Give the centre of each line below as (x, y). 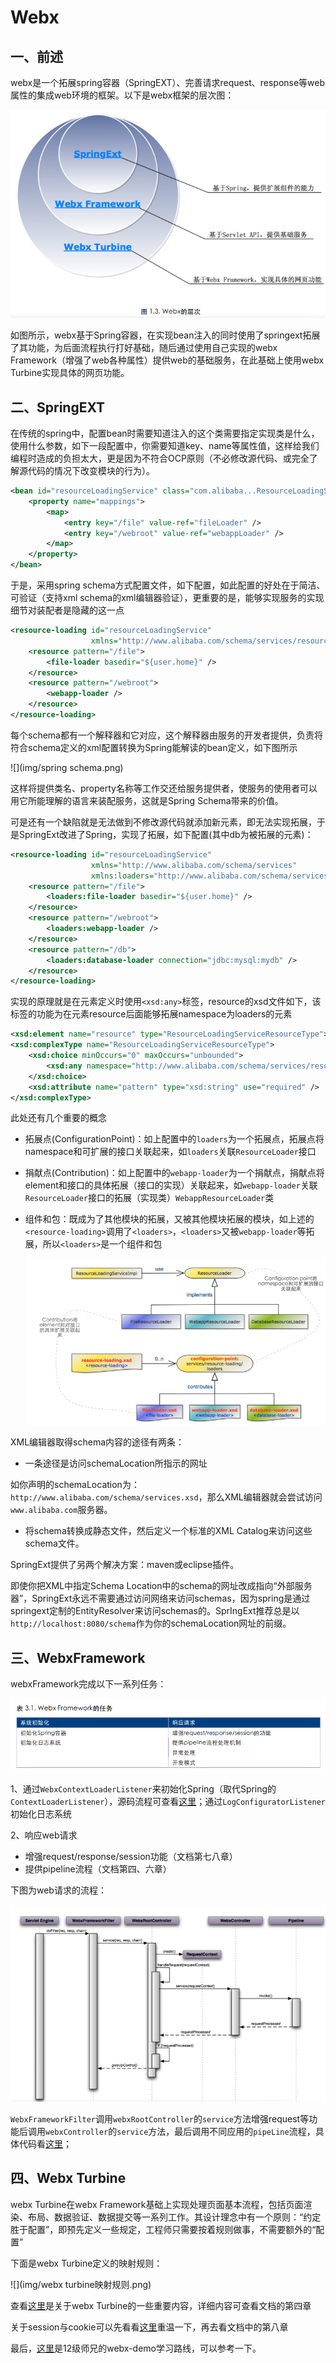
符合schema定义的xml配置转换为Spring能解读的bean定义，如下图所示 (154, 747)
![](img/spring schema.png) (67, 767)
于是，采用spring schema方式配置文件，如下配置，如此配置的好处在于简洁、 (168, 585)
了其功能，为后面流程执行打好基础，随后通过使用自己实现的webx (144, 348)
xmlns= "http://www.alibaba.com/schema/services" (194, 865)
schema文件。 (54, 1543)
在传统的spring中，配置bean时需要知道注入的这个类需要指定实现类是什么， (165, 433)
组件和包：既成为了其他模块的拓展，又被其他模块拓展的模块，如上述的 (169, 1219)
